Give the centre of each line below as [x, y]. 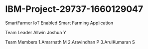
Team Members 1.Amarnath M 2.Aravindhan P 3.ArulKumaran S [70, 42]
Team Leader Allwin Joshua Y [36, 32]
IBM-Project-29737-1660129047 [74, 9]
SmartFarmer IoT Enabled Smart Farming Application [59, 23]
